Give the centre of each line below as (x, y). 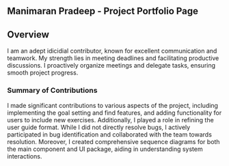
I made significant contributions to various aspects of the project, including (113, 105)
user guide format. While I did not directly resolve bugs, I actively (99, 127)
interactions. (25, 156)
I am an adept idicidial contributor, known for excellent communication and (112, 51)
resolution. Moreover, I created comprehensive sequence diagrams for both (113, 141)
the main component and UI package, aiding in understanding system (105, 149)
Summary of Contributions (52, 90)
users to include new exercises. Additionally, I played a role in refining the (110, 120)
